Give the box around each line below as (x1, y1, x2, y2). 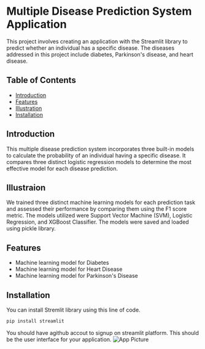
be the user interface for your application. (6, 335, 112, 343)
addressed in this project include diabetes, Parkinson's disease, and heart (6, 50, 193, 58)
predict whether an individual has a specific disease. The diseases (6, 44, 175, 52)
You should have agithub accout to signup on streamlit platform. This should (6, 329, 199, 336)
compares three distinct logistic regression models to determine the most (6, 158, 192, 165)
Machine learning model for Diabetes (15, 259, 109, 267)
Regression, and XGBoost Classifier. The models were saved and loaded (6, 218, 189, 225)
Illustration (15, 104, 42, 112)
